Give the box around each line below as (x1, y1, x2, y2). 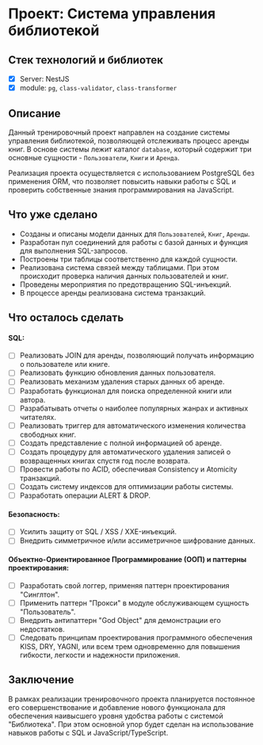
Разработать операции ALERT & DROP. (19, 491, 151, 500)
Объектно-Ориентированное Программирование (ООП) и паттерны (8, 554, 247, 564)
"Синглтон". (19, 590, 60, 599)
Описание (8, 106, 61, 120)
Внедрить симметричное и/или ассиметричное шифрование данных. (19, 536, 256, 545)
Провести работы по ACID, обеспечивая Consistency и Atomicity (19, 464, 238, 474)
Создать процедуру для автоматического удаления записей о (19, 447, 231, 457)
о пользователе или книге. (19, 360, 111, 369)
